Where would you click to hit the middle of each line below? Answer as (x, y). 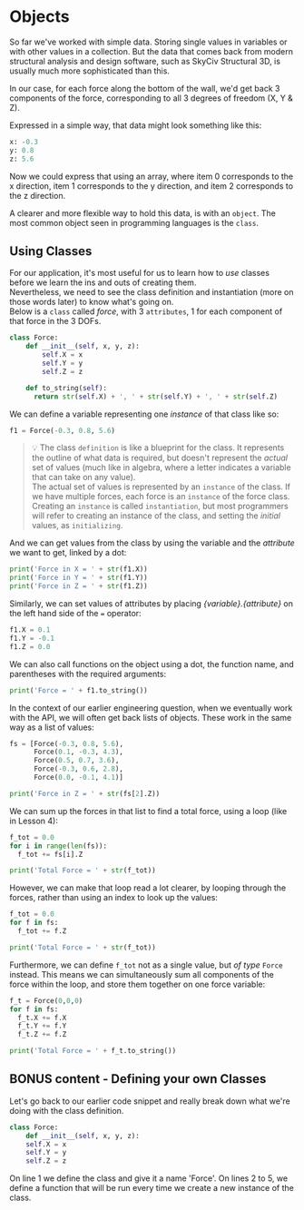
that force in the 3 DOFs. (55, 321)
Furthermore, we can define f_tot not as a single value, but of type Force (146, 965)
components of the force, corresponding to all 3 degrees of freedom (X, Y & (151, 98)
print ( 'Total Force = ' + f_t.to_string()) (93, 1051)
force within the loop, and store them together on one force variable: (137, 984)
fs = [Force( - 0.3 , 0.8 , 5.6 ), (67, 743)
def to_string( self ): (66, 388)
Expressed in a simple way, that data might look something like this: (136, 125)
